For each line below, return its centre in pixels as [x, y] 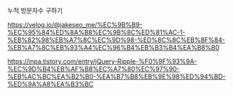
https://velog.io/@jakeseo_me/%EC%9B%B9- [75, 25]
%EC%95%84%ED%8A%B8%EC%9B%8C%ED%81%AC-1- [97, 32]
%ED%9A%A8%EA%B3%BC [51, 84]
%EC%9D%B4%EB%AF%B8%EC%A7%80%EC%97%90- [94, 69]
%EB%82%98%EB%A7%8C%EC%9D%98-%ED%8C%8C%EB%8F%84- [116, 40]
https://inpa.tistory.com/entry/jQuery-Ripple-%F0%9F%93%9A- [102, 61]
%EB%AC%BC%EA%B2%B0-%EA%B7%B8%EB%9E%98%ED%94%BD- [116, 76]
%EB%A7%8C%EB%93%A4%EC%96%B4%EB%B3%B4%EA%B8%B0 [113, 47]
